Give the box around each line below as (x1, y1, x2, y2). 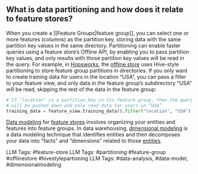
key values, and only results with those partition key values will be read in (6, 54, 184, 61)
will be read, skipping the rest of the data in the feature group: (6, 85, 157, 93)
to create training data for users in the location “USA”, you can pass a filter (6, 73, 187, 80)
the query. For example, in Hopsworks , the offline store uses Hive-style (6, 61, 179, 68)
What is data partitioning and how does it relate (6, 5, 184, 15)
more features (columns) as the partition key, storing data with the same (6, 35, 181, 43)
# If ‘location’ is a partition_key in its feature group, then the (6, 97, 178, 103)
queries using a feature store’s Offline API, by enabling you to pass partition (6, 48, 190, 55)
